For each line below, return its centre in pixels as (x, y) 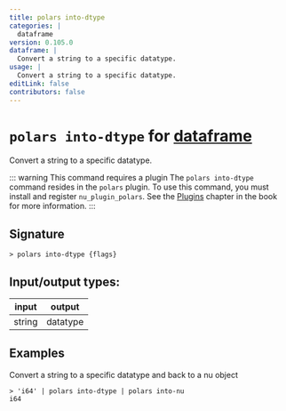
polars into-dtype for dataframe (131, 136)
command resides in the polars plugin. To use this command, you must (139, 187)
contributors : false (48, 92)
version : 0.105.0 (41, 42)
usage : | (25, 68)
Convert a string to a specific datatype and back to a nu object (123, 375)
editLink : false (39, 84)
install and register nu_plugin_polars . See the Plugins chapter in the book (143, 197)
